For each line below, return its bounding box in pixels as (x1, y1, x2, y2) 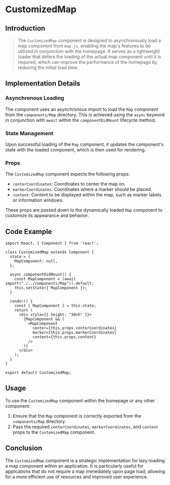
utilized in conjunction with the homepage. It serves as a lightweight (17, 48, 160, 54)
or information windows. (12, 197, 64, 203)
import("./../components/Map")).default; (5, 281, 94, 286)
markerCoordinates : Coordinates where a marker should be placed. (12, 186, 152, 192)
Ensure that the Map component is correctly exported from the (12, 413, 142, 419)
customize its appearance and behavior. (5, 213, 89, 219)
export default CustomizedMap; (5, 370, 72, 375)
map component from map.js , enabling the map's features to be (17, 43, 151, 49)
